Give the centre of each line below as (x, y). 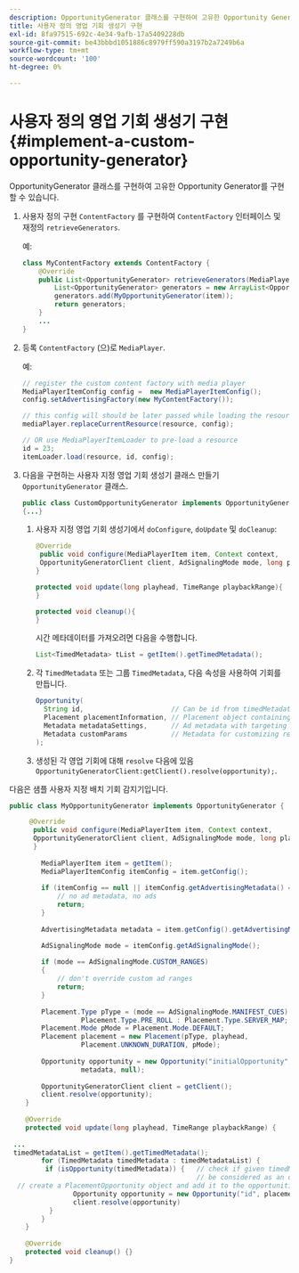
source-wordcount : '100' (55, 59)
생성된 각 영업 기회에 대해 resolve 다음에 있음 (114, 760)
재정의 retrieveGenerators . (71, 227)
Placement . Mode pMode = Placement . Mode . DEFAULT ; (133, 1028)
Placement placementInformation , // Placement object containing (167, 718)
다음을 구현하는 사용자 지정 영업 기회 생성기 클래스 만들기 (121, 475)
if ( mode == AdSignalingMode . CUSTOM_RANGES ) (125, 962)
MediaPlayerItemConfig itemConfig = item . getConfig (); (145, 871)
